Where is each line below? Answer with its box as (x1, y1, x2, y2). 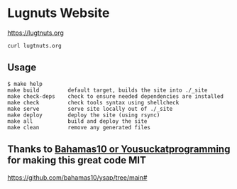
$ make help (7, 80, 43, 87)
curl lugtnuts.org (7, 42, 62, 49)
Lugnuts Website (7, 5, 110, 21)
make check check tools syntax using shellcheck (7, 99, 180, 106)
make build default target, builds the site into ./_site (7, 87, 208, 94)
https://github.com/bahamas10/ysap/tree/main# (7, 173, 148, 182)
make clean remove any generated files (7, 124, 151, 131)
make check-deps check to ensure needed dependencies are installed (7, 92, 224, 100)
